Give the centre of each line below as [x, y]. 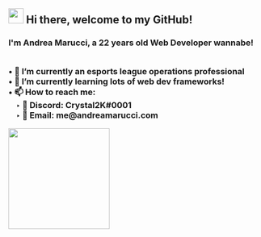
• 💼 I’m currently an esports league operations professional [126, 71]
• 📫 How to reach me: [52, 92]
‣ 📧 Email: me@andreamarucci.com [87, 115]
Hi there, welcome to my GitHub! [109, 20]
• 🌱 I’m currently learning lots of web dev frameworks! [116, 81]
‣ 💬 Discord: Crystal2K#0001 [74, 105]
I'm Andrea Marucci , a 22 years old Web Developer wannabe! [131, 43]
